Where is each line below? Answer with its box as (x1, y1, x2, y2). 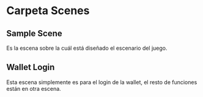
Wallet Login (6, 62, 55, 72)
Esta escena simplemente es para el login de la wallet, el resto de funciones (6, 78, 197, 86)
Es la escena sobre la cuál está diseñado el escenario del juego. (6, 44, 168, 52)
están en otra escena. (6, 85, 61, 92)
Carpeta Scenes (6, 4, 90, 18)
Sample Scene (6, 28, 62, 39)
